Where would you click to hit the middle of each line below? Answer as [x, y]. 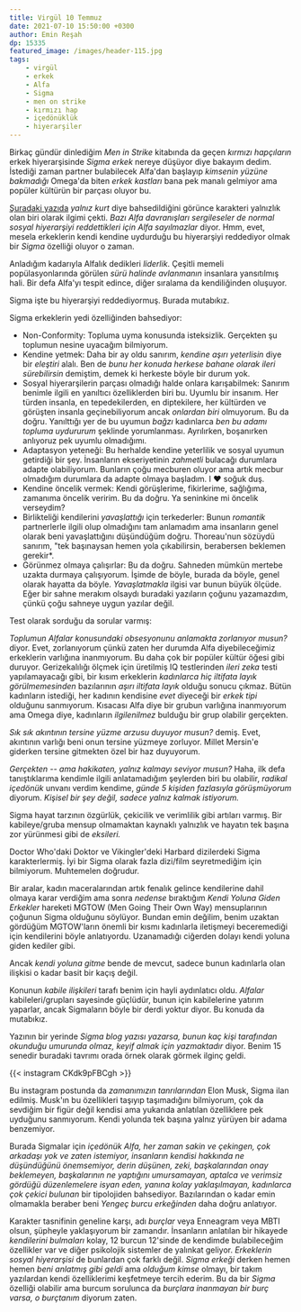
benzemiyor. [32, 1129]
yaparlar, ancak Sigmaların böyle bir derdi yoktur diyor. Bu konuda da [137, 1009]
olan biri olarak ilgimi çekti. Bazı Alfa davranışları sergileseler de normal [142, 218]
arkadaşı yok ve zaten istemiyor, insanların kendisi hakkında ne [127, 1156]
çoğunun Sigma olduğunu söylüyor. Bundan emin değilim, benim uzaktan [144, 917]
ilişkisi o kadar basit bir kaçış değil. [74, 973]
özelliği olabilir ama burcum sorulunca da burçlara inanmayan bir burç [139, 1288]
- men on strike [56, 101]
